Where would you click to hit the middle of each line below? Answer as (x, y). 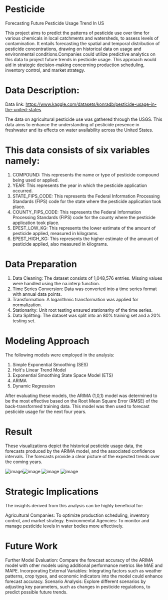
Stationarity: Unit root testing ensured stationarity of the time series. (82, 310)
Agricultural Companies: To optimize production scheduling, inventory (77, 515)
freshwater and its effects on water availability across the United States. (79, 130)
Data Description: (42, 90)
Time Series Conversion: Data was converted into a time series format (84, 289)
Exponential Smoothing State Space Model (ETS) (63, 375)
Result (19, 432)
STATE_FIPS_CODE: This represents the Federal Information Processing (86, 196)
